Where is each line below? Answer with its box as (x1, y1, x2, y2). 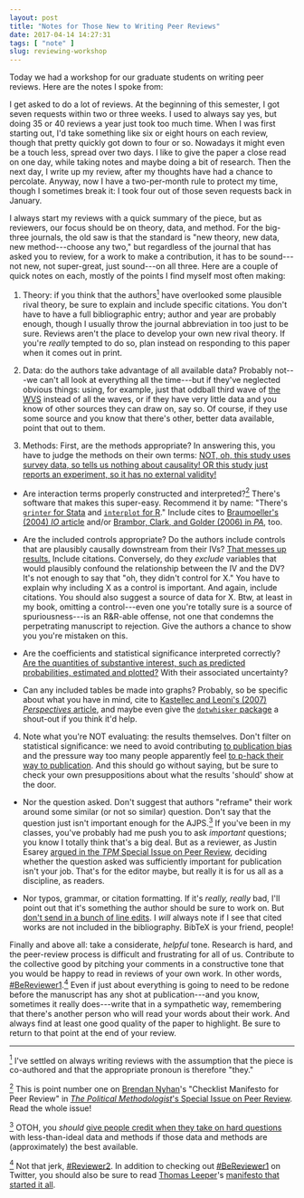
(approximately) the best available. (9, 1141, 138, 1152)
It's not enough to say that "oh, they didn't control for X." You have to (22, 572, 280, 584)
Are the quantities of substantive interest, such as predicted (22, 657, 246, 668)
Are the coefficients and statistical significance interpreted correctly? (22, 648, 280, 659)
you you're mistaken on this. (22, 630, 128, 641)
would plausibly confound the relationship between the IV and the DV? (22, 563, 285, 574)
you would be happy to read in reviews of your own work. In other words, (9, 968, 282, 979)
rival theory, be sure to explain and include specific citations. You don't (22, 299, 288, 310)
